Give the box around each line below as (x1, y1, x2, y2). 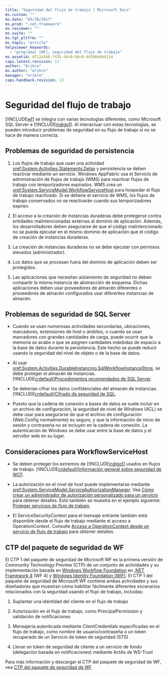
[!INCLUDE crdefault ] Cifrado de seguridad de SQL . (12, 391, 117, 397)
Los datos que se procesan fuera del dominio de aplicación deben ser (12, 259, 157, 265)
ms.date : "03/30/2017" (5, 17, 53, 22)
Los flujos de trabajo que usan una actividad (12, 160, 104, 166)
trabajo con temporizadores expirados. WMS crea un (12, 181, 122, 187)
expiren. (12, 202, 30, 209)
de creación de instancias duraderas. (12, 234, 90, 240)
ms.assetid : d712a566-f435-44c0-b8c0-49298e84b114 (5, 54, 113, 59)
